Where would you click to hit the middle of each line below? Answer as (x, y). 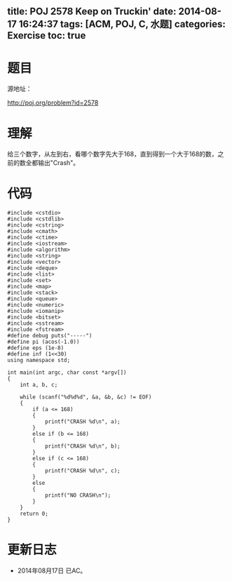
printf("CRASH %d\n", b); (82, 446)
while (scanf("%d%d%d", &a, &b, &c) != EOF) (86, 397)
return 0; (34, 514)
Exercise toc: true (47, 35)
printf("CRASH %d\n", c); (82, 471)
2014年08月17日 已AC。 (52, 570)
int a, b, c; (39, 385)
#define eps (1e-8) (36, 348)
